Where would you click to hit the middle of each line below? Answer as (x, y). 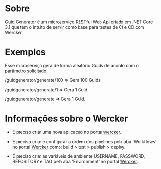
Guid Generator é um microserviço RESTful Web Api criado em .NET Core (79, 22)
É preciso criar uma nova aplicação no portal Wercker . (66, 132)
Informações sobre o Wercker (67, 119)
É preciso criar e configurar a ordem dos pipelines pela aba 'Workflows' (84, 141)
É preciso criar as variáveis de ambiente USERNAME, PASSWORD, (79, 156)
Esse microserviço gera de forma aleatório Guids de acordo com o (72, 65)
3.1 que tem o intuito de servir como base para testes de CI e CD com (75, 27)
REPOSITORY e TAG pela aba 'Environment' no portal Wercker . (75, 161)
